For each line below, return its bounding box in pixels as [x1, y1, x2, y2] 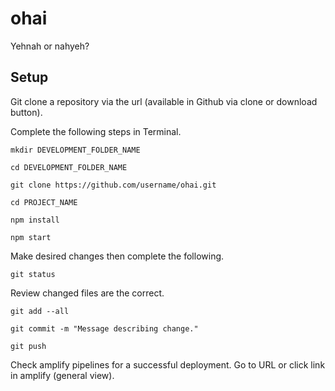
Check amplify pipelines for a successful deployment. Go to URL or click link [10, 358, 326, 371]
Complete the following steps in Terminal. [10, 125, 182, 137]
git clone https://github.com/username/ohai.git [10, 180, 217, 190]
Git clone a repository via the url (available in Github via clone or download [10, 95, 318, 107]
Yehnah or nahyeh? [10, 40, 90, 52]
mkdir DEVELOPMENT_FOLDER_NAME [10, 145, 141, 155]
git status [10, 269, 56, 279]
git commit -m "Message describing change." [10, 323, 199, 334]
